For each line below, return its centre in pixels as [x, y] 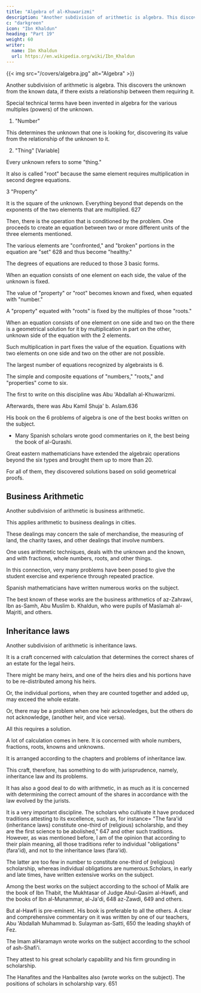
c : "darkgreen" [25, 23]
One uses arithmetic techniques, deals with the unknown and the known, [96, 552]
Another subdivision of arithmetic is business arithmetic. [76, 511]
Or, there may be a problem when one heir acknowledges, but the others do [100, 711]
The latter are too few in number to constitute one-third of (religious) [91, 862]
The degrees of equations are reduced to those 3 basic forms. [83, 263]
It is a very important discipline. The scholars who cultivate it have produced [100, 812]
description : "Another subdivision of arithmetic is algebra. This [92, 17]
